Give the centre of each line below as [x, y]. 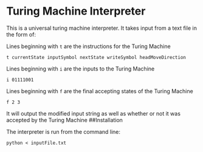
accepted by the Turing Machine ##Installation [65, 120]
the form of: [21, 34]
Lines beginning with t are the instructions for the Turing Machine [89, 46]
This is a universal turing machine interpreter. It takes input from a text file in [102, 28]
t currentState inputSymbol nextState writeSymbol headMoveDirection [96, 57]
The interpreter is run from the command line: [63, 131]
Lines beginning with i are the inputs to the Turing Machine [81, 69]
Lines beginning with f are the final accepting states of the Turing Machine [100, 91]
